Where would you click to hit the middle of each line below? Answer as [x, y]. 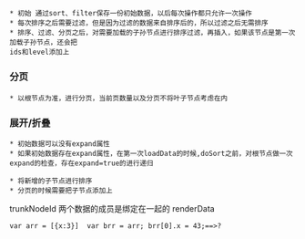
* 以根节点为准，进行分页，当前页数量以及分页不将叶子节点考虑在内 [118, 98]
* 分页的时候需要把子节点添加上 [61, 191]
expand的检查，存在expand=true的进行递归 [81, 163]
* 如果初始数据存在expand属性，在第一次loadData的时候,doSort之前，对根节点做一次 [151, 153]
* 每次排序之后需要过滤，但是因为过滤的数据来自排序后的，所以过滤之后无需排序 [139, 23]
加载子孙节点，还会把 [43, 43]
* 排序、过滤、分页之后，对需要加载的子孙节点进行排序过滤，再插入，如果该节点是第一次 [152, 33]
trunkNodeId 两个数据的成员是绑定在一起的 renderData [112, 208]
